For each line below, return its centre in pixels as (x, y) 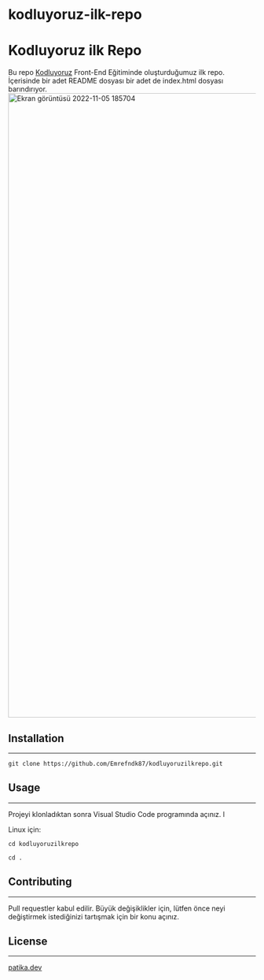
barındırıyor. (27, 89)
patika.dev (25, 967)
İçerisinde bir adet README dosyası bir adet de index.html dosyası (116, 81)
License (28, 941)
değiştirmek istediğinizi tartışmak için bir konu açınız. (93, 916)
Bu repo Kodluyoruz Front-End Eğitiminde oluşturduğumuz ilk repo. (117, 72)
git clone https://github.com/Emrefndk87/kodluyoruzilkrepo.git (115, 763)
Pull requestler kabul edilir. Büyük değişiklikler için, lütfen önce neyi (117, 908)
